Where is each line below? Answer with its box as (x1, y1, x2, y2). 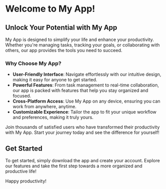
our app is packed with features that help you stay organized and (12, 87, 148, 93)
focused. (12, 93, 31, 99)
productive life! (5, 168, 37, 174)
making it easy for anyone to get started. (12, 77, 98, 83)
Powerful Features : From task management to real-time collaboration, (12, 82, 159, 88)
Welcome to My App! (5, 3, 95, 15)
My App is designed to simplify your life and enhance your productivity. (5, 36, 154, 42)
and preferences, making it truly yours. (12, 114, 94, 120)
